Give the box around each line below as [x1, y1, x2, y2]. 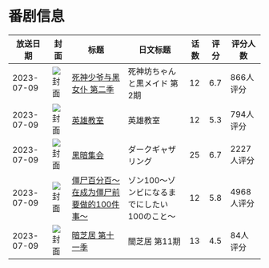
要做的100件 [71, 198, 120, 210]
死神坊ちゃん [127, 66, 176, 77]
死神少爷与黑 [71, 71, 120, 82]
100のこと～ [127, 210, 176, 222]
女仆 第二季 [71, 83, 114, 94]
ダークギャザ [127, 143, 176, 154]
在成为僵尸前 [71, 186, 120, 198]
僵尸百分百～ [71, 174, 120, 186]
